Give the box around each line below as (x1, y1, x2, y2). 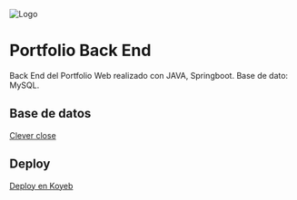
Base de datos (9, 106, 92, 121)
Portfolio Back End (9, 41, 152, 61)
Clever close (9, 129, 56, 140)
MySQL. (9, 80, 40, 90)
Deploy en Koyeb (9, 180, 74, 191)
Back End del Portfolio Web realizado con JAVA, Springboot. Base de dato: (9, 70, 289, 81)
